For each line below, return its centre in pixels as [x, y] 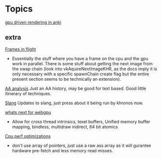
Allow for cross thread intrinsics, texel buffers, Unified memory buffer [81, 121]
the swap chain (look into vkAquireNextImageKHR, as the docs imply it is [84, 69]
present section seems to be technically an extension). [66, 79]
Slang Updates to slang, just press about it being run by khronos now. [74, 103]
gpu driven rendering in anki [33, 22]
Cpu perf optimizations [28, 136]
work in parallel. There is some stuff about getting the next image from [82, 63]
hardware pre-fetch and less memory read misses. [62, 150]
